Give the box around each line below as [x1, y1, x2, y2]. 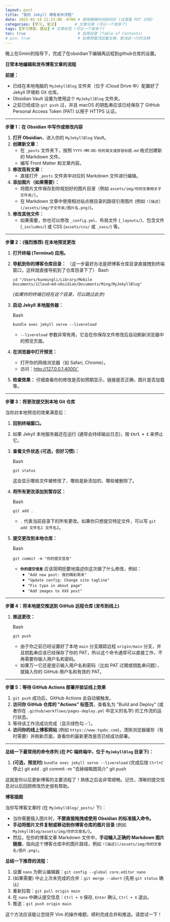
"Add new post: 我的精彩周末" [27, 572, 87, 577]
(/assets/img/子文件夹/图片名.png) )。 [20, 204, 96, 210]
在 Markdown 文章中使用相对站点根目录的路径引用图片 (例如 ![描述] [20, 198, 161, 204]
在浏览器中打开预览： [12, 349, 57, 355]
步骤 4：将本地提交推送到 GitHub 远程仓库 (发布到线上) [5, 603, 120, 609]
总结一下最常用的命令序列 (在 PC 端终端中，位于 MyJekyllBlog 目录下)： [5, 748, 154, 755]
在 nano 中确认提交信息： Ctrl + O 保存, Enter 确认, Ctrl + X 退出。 [12, 894, 152, 900]
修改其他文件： [12, 210, 44, 217]
